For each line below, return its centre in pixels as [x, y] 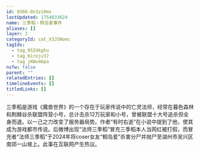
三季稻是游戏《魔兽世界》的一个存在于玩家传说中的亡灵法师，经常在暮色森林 [100, 107]
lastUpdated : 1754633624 [37, 17]
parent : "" [20, 73]
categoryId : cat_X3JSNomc [38, 39]
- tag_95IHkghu [30, 51]
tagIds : [16, 45]
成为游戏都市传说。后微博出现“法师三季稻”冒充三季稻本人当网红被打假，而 [97, 129]
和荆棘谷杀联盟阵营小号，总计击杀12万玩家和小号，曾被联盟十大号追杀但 [95, 114]
